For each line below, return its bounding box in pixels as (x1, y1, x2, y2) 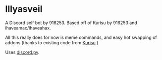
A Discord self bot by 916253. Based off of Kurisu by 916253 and (5, 20, 137, 26)
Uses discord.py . (5, 49, 40, 55)
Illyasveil (5, 3, 43, 15)
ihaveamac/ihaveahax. (5, 25, 51, 30)
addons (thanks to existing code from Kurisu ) (5, 39, 99, 45)
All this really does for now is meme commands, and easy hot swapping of (5, 34, 157, 40)
